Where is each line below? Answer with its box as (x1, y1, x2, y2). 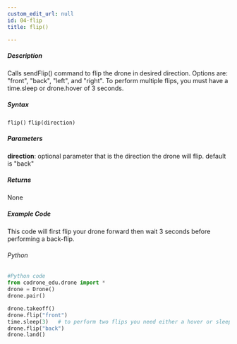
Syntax (7, 100, 30, 109)
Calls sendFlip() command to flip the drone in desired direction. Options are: (7, 69, 228, 78)
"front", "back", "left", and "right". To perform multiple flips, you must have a (7, 77, 229, 85)
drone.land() (7, 331, 46, 338)
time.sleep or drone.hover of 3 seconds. (7, 84, 124, 92)
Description (7, 51, 43, 60)
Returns (7, 176, 32, 184)
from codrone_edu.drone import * (7, 279, 106, 286)
